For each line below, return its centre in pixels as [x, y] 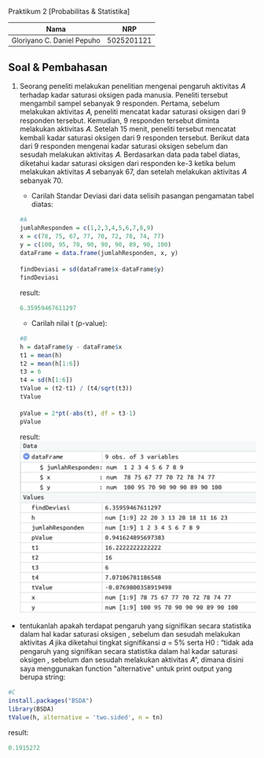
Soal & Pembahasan [58, 67]
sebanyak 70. [41, 181]
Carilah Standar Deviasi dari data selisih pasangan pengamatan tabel [143, 196]
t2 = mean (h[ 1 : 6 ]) [49, 364]
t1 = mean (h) [41, 355]
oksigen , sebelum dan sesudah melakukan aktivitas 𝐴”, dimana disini [131, 660]
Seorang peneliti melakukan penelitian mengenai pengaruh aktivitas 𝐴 [132, 87]
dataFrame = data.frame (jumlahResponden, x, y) [99, 253]
